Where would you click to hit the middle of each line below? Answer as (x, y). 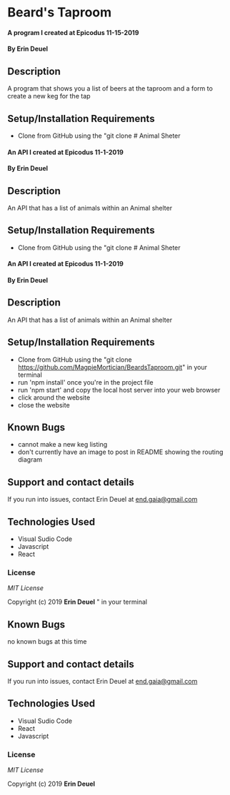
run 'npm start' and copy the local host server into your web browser (119, 390)
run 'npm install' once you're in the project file (85, 382)
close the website (44, 405)
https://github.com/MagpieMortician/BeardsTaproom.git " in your (112, 367)
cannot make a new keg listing (62, 445)
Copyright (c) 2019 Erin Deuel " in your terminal (77, 602)
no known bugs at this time (47, 642)
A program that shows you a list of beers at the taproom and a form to (110, 88)
